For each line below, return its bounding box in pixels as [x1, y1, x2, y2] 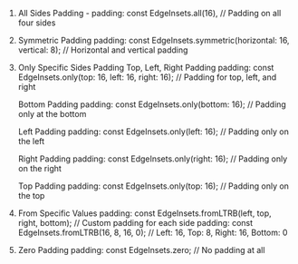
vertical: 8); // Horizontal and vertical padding [17, 44, 188, 55]
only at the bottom [17, 109, 87, 119]
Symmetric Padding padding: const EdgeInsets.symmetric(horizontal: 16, [17, 35, 290, 45]
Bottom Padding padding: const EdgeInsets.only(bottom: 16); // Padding [17, 99, 287, 110]
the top [17, 191, 45, 200]
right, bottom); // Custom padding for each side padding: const [17, 218, 254, 228]
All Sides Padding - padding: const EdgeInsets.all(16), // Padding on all [17, 8, 282, 18]
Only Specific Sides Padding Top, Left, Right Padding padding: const [17, 63, 274, 73]
